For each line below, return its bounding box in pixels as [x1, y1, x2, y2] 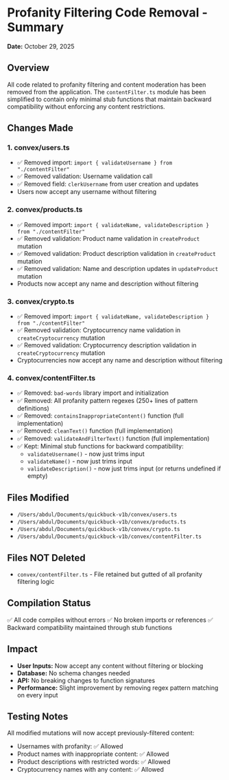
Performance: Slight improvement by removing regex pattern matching [16, 683, 219, 692]
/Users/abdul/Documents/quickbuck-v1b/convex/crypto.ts [16, 526, 180, 533]
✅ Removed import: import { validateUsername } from [16, 158, 173, 166]
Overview [7, 62, 50, 74]
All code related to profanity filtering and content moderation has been [7, 80, 206, 89]
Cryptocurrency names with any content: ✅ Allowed [16, 766, 165, 774]
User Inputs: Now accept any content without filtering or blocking [16, 662, 204, 670]
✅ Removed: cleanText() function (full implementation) [16, 426, 173, 435]
